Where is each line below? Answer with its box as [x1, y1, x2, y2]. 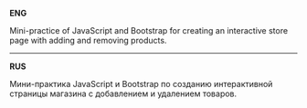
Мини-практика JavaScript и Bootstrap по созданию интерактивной [9, 79, 273, 89]
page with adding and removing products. [9, 35, 167, 45]
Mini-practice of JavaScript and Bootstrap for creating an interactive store [9, 25, 289, 35]
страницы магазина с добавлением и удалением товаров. [9, 88, 238, 99]
